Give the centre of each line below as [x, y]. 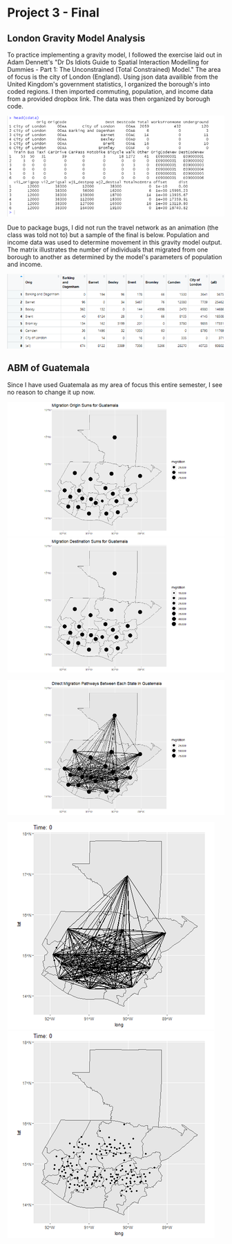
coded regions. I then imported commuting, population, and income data [110, 92]
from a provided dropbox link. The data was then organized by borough [109, 99]
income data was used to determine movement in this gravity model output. [115, 242]
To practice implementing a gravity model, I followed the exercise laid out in [115, 55]
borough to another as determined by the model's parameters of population [115, 256]
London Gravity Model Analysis [76, 38]
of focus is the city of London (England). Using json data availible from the [113, 77]
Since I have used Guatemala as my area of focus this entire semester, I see [115, 384]
